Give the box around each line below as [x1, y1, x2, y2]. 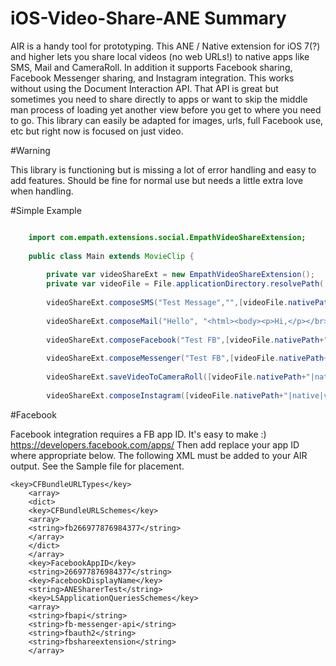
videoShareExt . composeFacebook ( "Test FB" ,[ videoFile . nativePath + [46, 335, 325, 345]
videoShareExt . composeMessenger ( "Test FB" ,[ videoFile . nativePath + [46, 353, 329, 364]
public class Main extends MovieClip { [28, 251, 195, 261]
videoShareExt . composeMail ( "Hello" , [46, 316, 199, 326]
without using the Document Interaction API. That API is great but [10, 82, 279, 94]
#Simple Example [10, 204, 82, 216]
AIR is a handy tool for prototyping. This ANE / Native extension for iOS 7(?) [10, 40, 321, 52]
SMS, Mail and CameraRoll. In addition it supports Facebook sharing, [10, 61, 293, 73]
